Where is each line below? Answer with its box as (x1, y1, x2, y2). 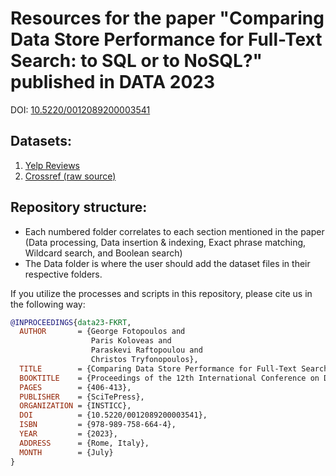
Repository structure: (10, 199, 148, 216)
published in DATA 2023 (10, 71, 216, 94)
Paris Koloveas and (90, 336, 172, 346)
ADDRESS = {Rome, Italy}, (19, 438, 150, 448)
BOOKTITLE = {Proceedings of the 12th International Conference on (19, 373, 320, 383)
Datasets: (10, 133, 72, 150)
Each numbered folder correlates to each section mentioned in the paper (24, 225, 325, 237)
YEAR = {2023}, (19, 429, 118, 439)
